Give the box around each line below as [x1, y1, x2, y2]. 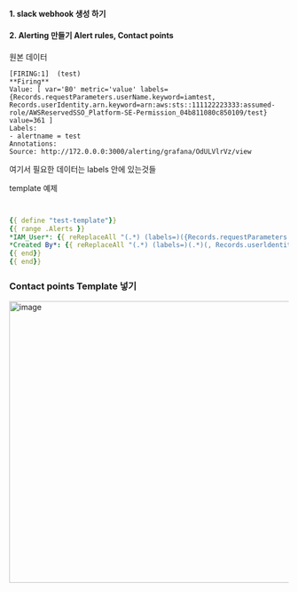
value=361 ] [9, 116, 53, 124]
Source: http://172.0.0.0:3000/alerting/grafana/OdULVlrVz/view [9, 147, 252, 156]
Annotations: [9, 139, 58, 148]
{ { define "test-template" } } [9, 216, 117, 225]
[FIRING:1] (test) [9, 69, 82, 78]
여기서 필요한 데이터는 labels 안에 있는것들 [9, 164, 157, 174]
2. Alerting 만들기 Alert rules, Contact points [9, 30, 175, 41]
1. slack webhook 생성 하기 [9, 8, 106, 19]
